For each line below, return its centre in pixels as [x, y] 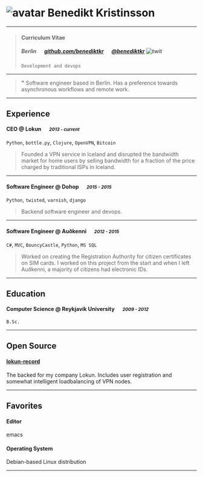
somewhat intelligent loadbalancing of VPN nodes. [69, 381]
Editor [14, 421]
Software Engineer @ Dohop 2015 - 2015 [59, 187]
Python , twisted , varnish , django [46, 200]
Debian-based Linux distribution [46, 462]
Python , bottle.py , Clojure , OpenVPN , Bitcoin [61, 142]
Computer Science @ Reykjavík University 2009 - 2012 [78, 309]
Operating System [30, 448]
